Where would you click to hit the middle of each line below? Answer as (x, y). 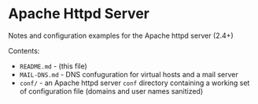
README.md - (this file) (53, 66)
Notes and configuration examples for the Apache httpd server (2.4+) (121, 35)
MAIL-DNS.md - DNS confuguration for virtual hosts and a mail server (129, 74)
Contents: (24, 50)
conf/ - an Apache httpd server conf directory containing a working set (135, 83)
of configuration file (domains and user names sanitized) (111, 91)
